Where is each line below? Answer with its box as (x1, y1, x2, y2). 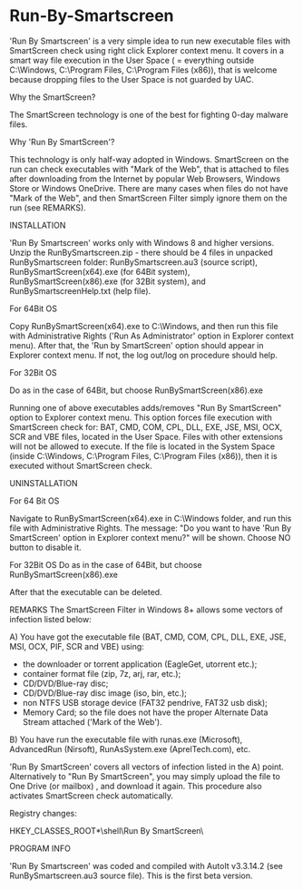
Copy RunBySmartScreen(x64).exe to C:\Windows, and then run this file (9, 320, 279, 331)
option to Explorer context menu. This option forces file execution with (9, 412, 272, 423)
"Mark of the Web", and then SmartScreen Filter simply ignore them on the (9, 192, 288, 203)
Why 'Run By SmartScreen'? (9, 136, 115, 147)
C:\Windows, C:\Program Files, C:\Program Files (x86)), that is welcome (9, 64, 278, 75)
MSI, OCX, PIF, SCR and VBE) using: (9, 641, 145, 651)
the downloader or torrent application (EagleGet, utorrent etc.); (22, 659, 258, 670)
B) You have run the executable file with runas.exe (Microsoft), (9, 734, 243, 745)
